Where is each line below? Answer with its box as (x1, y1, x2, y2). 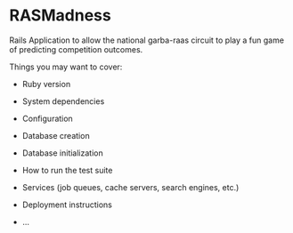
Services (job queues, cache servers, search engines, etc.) (21, 181, 240, 192)
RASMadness (9, 5, 111, 26)
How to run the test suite (21, 165, 113, 175)
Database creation (21, 130, 91, 141)
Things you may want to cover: (9, 61, 123, 72)
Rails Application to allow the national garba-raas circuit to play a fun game (9, 35, 285, 45)
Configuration (21, 113, 73, 124)
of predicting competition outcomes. (9, 44, 143, 54)
